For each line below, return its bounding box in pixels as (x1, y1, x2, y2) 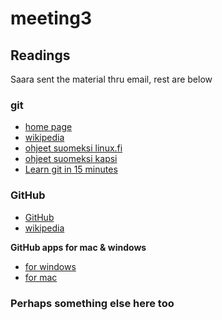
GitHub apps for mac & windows (10, 241, 147, 253)
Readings (10, 47, 71, 64)
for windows (24, 260, 77, 272)
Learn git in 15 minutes (24, 163, 118, 176)
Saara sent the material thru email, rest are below (10, 73, 213, 85)
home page (24, 121, 73, 133)
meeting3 (10, 7, 92, 30)
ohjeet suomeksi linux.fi (24, 142, 123, 154)
